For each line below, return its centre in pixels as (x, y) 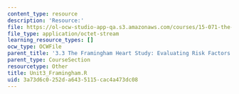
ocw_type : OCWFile (34, 47)
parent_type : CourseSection (49, 60)
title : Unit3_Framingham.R (47, 73)
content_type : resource (43, 14)
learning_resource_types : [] (51, 40)
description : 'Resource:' (46, 20)
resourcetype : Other (38, 66)
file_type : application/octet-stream (63, 34)
